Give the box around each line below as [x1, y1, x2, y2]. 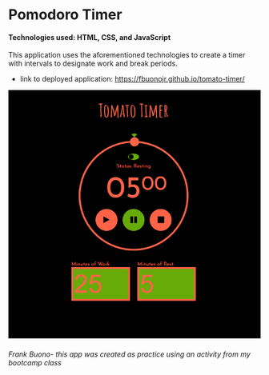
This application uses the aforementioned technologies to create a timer [8, 50, 246, 60]
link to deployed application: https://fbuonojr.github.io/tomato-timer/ [19, 74, 246, 84]
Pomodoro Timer [8, 6, 122, 24]
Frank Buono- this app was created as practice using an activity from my [8, 349, 251, 359]
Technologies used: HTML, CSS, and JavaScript [8, 32, 171, 42]
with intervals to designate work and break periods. [8, 58, 178, 69]
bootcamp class [8, 357, 62, 367]
